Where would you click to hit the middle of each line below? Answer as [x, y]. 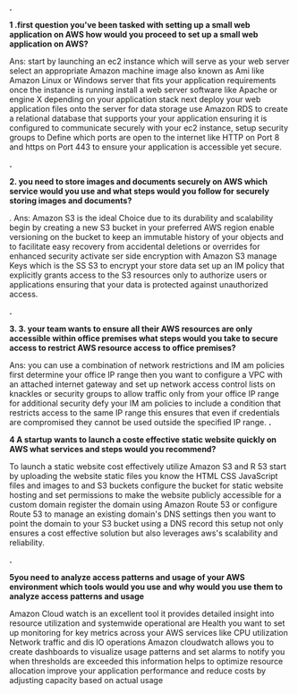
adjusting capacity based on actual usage [86, 680]
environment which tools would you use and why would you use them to [146, 587]
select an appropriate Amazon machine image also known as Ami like [137, 71]
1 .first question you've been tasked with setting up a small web [130, 25]
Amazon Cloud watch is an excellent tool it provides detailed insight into [142, 613]
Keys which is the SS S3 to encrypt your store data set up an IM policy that [147, 266]
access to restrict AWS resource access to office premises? [123, 348]
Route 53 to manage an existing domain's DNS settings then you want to [143, 514]
